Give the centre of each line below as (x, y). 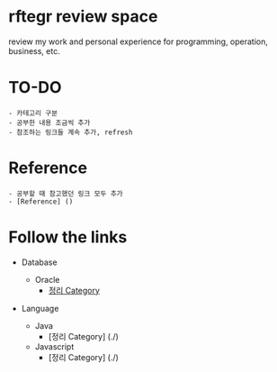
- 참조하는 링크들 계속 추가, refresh (71, 132)
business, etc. (34, 50)
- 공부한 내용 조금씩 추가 (49, 122)
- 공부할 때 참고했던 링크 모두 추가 (66, 194)
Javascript (54, 346)
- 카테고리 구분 (33, 113)
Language (40, 308)
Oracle (47, 279)
